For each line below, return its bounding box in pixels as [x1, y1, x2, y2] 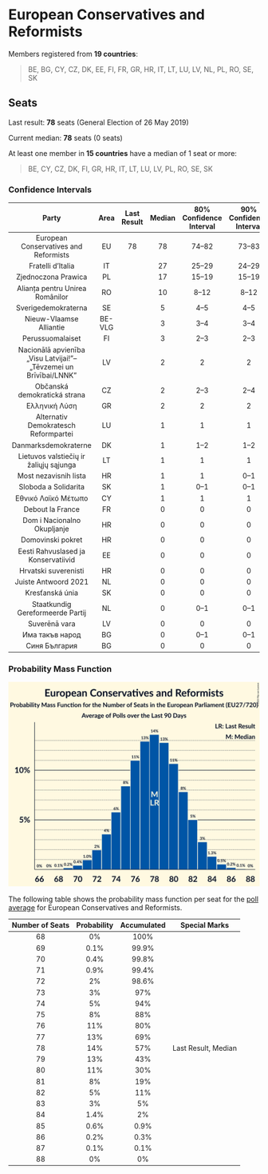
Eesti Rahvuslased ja [18, 546, 86, 556]
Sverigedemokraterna [15, 302, 88, 313]
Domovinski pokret [21, 535, 83, 545]
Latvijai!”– [45, 353, 77, 363]
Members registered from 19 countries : [8, 49, 138, 58]
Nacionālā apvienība [18, 345, 85, 354]
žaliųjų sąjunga [26, 460, 77, 469]
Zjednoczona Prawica [15, 272, 88, 282]
